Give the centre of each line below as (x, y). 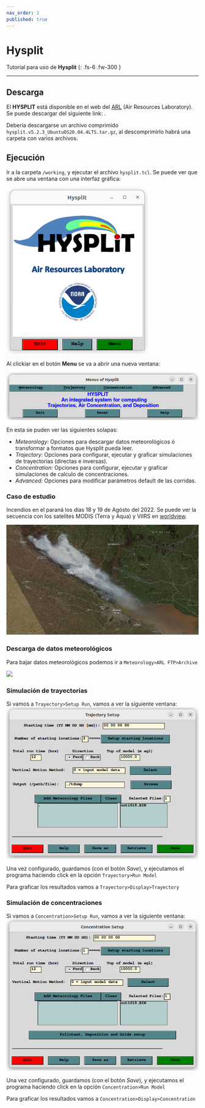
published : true (27, 19)
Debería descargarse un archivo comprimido (63, 125)
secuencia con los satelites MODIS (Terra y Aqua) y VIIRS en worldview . (97, 516)
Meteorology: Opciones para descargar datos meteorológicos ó (95, 441)
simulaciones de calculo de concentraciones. (72, 474)
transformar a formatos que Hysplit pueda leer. (74, 448)
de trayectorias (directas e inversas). (61, 461)
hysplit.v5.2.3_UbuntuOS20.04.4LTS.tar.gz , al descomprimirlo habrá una (99, 132)
